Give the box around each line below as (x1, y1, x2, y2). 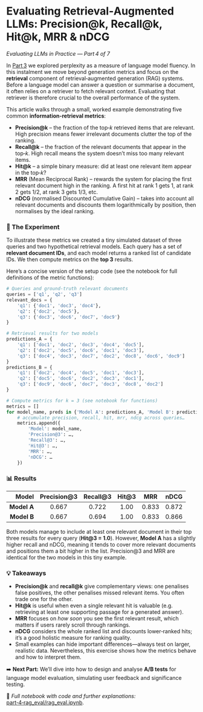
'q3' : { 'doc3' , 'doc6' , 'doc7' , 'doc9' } (17, 314, 120, 320)
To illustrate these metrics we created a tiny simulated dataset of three (6, 236, 182, 244)
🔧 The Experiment (6, 222, 60, 231)
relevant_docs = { (6, 297, 53, 303)
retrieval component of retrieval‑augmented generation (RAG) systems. (6, 75, 184, 82)
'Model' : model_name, (28, 426, 83, 432)
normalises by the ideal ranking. (14, 207, 95, 215)
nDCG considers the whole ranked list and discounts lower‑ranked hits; (14, 628, 192, 635)
